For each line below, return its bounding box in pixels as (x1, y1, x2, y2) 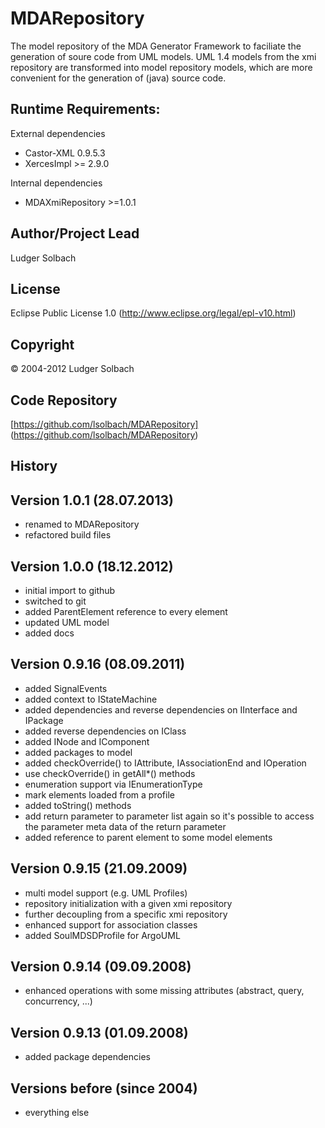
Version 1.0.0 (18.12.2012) (10, 558, 174, 575)
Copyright (10, 336, 75, 353)
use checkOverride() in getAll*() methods (24, 767, 196, 779)
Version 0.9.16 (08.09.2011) (10, 656, 186, 673)
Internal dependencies (10, 177, 103, 189)
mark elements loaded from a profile (24, 788, 175, 801)
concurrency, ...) (24, 995, 93, 1007)
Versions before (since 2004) (10, 1080, 198, 1097)
